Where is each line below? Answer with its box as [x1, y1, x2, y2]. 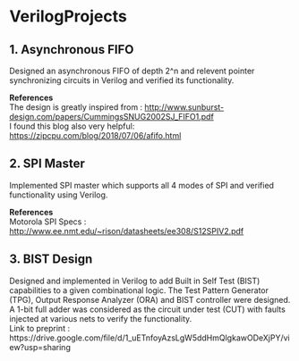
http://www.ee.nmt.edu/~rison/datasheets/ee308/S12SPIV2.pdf [9, 225, 244, 236]
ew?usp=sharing [9, 341, 72, 352]
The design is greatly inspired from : [9, 102, 143, 113]
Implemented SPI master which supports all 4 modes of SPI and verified [9, 180, 275, 190]
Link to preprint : [9, 323, 70, 333]
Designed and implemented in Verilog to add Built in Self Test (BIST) [9, 275, 261, 286]
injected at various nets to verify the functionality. [9, 313, 192, 323]
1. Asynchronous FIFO [9, 42, 134, 57]
